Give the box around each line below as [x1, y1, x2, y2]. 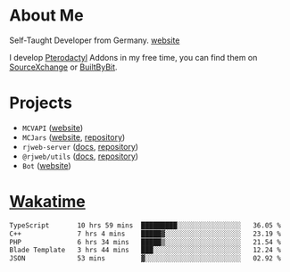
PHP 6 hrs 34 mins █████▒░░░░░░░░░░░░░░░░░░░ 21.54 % [9, 237, 281, 246]
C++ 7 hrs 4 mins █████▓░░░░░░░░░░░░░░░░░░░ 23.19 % [9, 229, 281, 238]
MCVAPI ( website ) [21, 122, 84, 133]
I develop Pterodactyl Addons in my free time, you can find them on [9, 52, 258, 62]
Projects [9, 93, 73, 113]
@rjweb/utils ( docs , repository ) [21, 151, 139, 161]
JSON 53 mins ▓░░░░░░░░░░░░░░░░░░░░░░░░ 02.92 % [9, 254, 281, 263]
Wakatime [9, 192, 87, 212]
